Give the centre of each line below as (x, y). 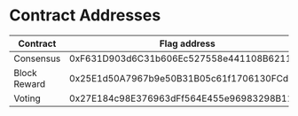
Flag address (187, 43)
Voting (27, 98)
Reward (30, 83)
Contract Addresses (85, 15)
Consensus (37, 58)
